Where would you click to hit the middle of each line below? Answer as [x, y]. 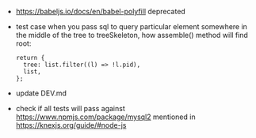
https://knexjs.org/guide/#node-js [71, 125]
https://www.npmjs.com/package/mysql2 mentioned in [105, 117]
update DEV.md [41, 93]
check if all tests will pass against [70, 108]
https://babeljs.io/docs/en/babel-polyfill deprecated [101, 11]
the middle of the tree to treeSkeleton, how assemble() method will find [132, 35]
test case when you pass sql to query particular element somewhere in [132, 26]
